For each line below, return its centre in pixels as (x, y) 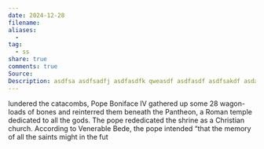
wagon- (233, 104)
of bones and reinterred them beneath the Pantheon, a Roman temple (140, 111)
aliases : (22, 30)
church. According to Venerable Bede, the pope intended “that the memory (130, 128)
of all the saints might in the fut (58, 136)
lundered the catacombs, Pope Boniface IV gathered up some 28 (113, 104)
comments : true (33, 67)
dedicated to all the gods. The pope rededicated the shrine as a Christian (126, 120)
